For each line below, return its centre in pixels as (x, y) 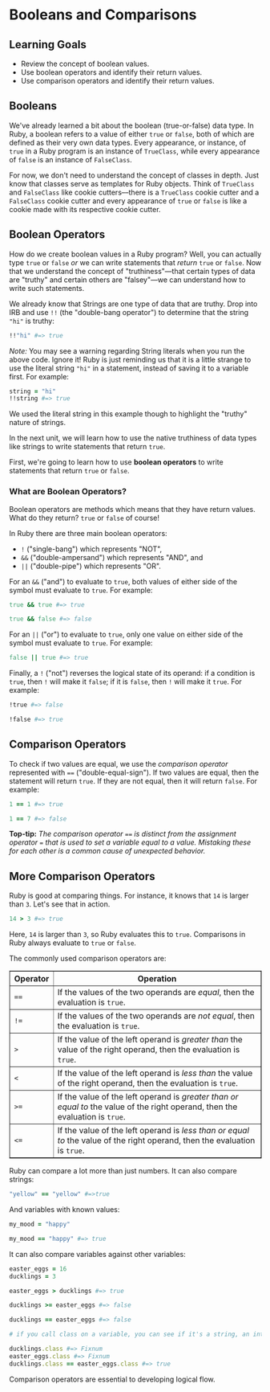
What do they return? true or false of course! (84, 518)
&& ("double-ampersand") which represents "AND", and (112, 557)
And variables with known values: (64, 1210)
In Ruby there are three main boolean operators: (88, 533)
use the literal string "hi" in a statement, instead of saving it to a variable (129, 368)
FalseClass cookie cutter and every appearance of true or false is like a (128, 201)
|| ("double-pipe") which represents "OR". (91, 566)
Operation (157, 979)
